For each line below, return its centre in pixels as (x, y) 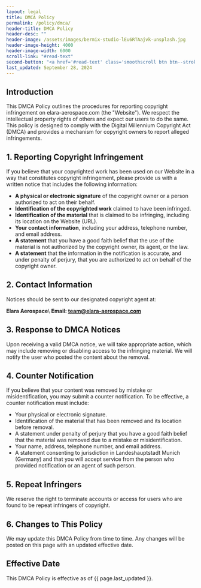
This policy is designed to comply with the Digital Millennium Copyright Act (98, 125)
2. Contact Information (49, 285)
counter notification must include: (48, 403)
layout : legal (24, 12)
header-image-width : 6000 (38, 51)
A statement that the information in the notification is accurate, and (98, 253)
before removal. (34, 427)
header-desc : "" (26, 34)
